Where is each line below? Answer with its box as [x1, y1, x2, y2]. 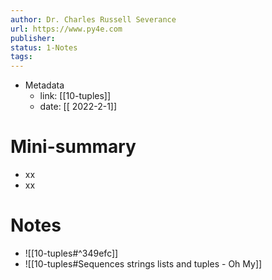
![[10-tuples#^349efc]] [24, 247, 119, 259]
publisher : [10, 33, 56, 43]
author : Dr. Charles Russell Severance [10, 14, 177, 25]
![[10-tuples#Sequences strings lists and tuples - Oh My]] [24, 258, 263, 270]
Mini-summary [10, 136, 137, 158]
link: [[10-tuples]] [39, 90, 112, 102]
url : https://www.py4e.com [10, 24, 123, 34]
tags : [10, 52, 33, 62]
